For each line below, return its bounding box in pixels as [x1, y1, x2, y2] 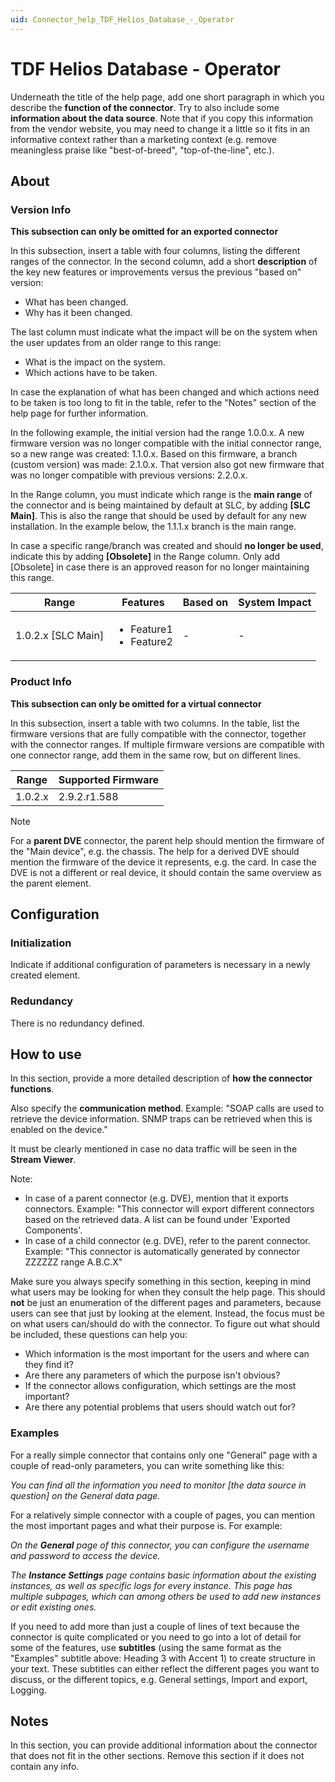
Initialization [10, 936, 72, 950]
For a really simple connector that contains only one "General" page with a [10, 1449, 318, 1461]
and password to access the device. [10, 1549, 161, 1561]
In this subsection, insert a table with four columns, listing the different [10, 245, 301, 257]
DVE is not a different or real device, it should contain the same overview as [10, 866, 322, 878]
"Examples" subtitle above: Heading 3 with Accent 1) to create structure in [10, 1652, 316, 1664]
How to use [10, 1046, 82, 1063]
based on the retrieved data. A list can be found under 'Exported [24, 1214, 291, 1226]
